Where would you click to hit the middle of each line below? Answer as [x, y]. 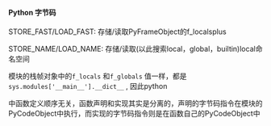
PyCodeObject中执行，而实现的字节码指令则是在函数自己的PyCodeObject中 [134, 114]
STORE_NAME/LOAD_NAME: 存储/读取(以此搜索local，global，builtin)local [132, 49]
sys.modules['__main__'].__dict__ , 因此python [88, 86]
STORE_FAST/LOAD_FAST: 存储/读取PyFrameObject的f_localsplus [118, 31]
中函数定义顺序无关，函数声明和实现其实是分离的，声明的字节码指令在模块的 [135, 103]
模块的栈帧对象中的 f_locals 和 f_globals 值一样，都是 [98, 76]
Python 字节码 [32, 12]
